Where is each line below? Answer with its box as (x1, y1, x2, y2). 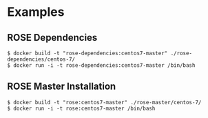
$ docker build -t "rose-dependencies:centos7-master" (7, 50, 168, 57)
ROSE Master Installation (7, 81, 116, 92)
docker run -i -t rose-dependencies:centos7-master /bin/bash (13, 62, 196, 69)
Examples (7, 4, 65, 20)
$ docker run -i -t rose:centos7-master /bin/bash (7, 105, 156, 112)
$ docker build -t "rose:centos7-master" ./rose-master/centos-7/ (7, 99, 202, 106)
